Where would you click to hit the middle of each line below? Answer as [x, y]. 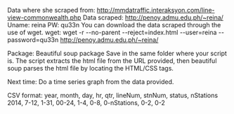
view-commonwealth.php [44, 17]
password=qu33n [33, 40]
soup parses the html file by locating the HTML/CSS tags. [91, 68]
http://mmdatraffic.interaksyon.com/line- [156, 10]
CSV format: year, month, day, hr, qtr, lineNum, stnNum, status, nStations [113, 95]
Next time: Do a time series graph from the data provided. [91, 82]
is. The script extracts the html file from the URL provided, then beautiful [112, 61]
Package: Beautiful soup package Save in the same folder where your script [117, 53]
